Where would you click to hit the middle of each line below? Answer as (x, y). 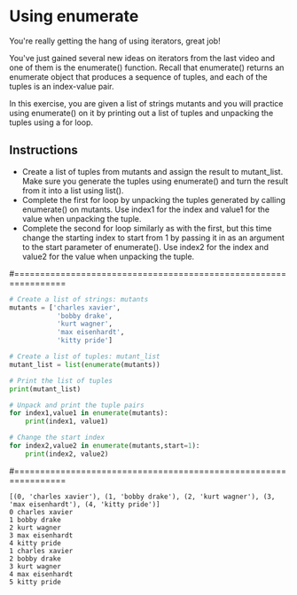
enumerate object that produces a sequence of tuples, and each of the (138, 76)
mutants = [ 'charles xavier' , (65, 308)
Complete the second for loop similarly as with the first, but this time (147, 228)
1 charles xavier (41, 551)
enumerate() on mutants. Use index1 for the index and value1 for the (146, 209)
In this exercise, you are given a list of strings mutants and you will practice (146, 103)
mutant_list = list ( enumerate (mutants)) (85, 364)
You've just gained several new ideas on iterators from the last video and (142, 58)
